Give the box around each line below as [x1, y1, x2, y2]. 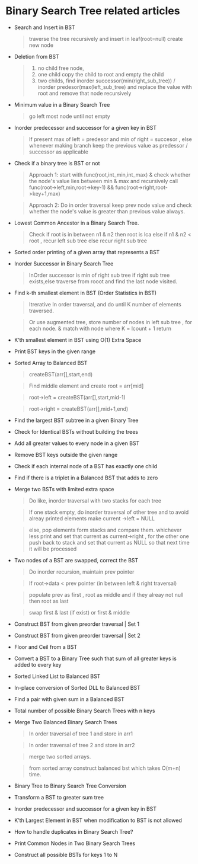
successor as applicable [28, 148, 88, 155]
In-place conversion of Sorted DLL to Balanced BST [14, 684, 140, 691]
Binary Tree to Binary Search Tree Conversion [14, 782, 127, 789]
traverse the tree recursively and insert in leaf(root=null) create [28, 35, 183, 42]
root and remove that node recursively [37, 89, 132, 97]
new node [28, 41, 54, 49]
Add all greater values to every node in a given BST [14, 440, 140, 447]
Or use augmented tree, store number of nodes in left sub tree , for [28, 318, 192, 325]
